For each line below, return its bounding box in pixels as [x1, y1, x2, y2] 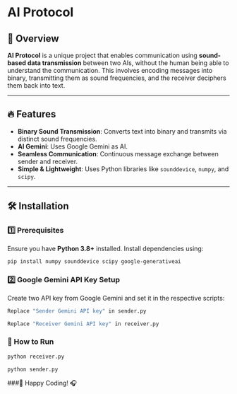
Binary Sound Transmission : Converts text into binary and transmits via [17, 127, 227, 135]
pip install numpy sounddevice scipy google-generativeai [7, 257, 181, 265]
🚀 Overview [7, 33, 59, 45]
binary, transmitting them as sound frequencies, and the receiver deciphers [7, 74, 227, 82]
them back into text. [7, 81, 66, 89]
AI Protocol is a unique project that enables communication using [7, 51, 197, 59]
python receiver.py [7, 353, 65, 360]
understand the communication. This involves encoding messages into [7, 66, 213, 74]
